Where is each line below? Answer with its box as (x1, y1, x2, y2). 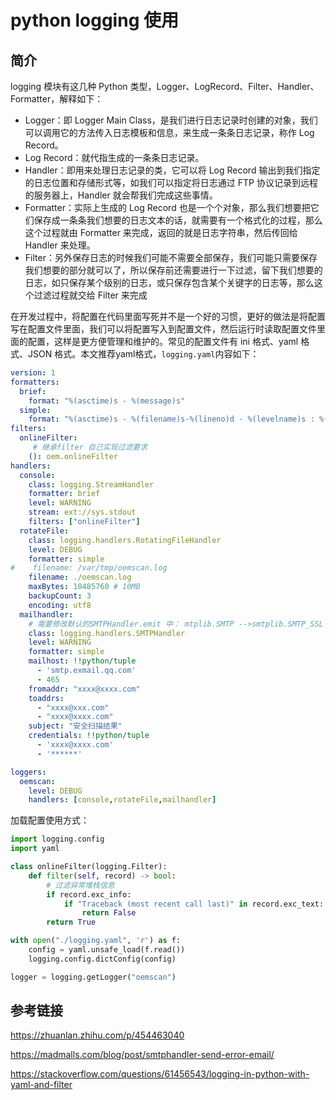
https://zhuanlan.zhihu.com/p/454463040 (10, 1029, 185, 1041)
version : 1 (10, 368, 56, 378)
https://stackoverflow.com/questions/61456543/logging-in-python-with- (10, 1068, 310, 1080)
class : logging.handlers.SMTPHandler (28, 628, 186, 638)
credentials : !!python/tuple (28, 731, 150, 741)
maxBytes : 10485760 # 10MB (28, 582, 141, 592)
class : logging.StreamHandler (28, 479, 155, 490)
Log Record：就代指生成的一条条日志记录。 (24, 152, 205, 163)
